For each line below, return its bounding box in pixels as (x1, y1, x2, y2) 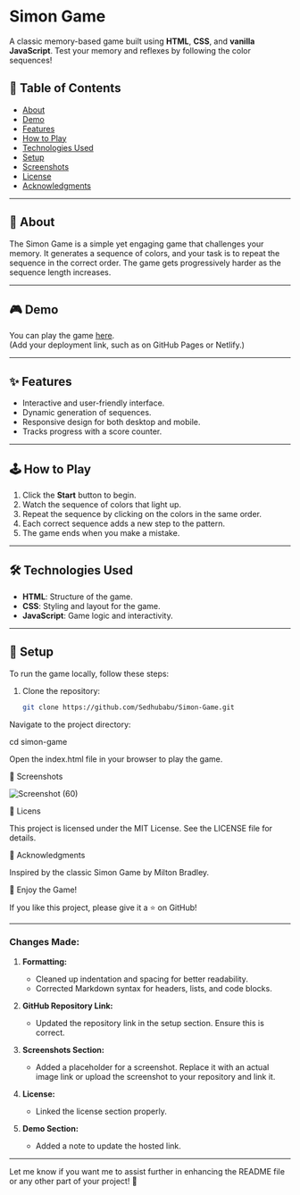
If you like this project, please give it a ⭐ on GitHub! (9, 902, 198, 913)
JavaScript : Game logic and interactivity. (21, 610, 173, 621)
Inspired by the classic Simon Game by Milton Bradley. (9, 866, 210, 877)
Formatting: (21, 956, 68, 966)
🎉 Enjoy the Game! (9, 884, 78, 895)
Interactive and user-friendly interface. (21, 397, 165, 408)
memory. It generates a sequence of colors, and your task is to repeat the (9, 247, 280, 258)
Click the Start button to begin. (21, 489, 137, 500)
